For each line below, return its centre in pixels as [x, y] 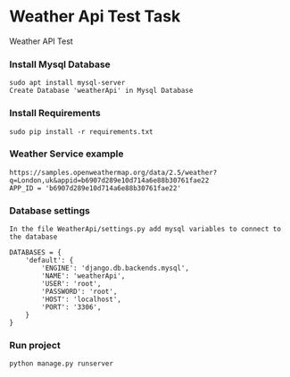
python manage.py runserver [62, 364]
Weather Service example [66, 154]
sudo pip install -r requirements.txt [81, 131]
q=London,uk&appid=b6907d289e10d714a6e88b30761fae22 [109, 180]
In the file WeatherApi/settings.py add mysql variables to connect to [145, 230]
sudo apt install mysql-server [67, 83]
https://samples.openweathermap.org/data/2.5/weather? [113, 172]
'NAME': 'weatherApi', [83, 276]
